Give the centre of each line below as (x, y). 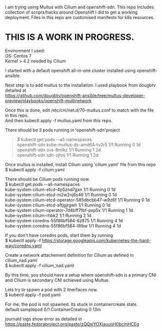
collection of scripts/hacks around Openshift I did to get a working (71, 12)
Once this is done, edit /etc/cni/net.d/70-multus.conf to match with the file (80, 110)
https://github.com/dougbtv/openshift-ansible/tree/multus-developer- (75, 95)
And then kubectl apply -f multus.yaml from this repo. (59, 120)
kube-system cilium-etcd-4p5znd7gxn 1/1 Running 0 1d (60, 189)
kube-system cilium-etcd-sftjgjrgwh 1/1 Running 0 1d (58, 205)
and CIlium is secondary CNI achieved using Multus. (57, 280)
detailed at (16, 90)
